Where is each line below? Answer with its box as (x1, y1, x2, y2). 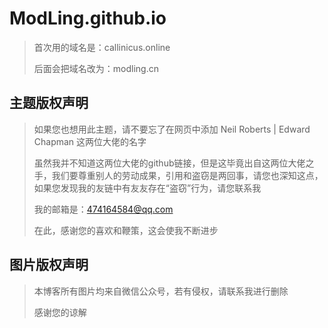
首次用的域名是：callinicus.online (33, 41, 171, 53)
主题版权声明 (9, 95, 89, 112)
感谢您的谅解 (33, 306, 87, 318)
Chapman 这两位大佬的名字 (33, 135, 147, 147)
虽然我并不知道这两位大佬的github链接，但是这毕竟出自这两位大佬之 (33, 157, 315, 169)
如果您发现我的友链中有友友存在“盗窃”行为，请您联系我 (33, 182, 262, 194)
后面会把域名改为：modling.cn (33, 62, 159, 74)
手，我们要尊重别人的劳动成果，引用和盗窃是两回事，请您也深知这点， (33, 169, 324, 181)
